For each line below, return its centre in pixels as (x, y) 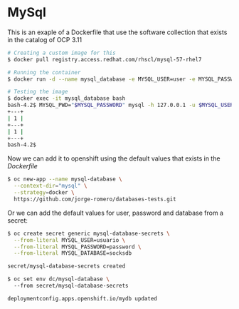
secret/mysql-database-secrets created (67, 266)
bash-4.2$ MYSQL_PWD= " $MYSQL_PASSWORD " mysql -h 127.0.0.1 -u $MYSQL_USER (121, 105)
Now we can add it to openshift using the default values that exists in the (114, 158)
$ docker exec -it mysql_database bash (67, 98)
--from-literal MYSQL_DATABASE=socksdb (73, 253)
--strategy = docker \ (44, 193)
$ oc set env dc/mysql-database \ (59, 279)
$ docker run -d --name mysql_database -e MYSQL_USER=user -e (101, 79)
